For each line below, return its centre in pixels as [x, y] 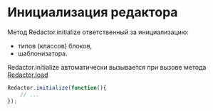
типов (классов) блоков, [55, 46]
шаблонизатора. [42, 53]
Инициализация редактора [93, 12]
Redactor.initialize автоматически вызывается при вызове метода [107, 67]
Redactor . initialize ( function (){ [57, 88]
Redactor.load [28, 75]
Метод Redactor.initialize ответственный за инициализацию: [98, 32]
